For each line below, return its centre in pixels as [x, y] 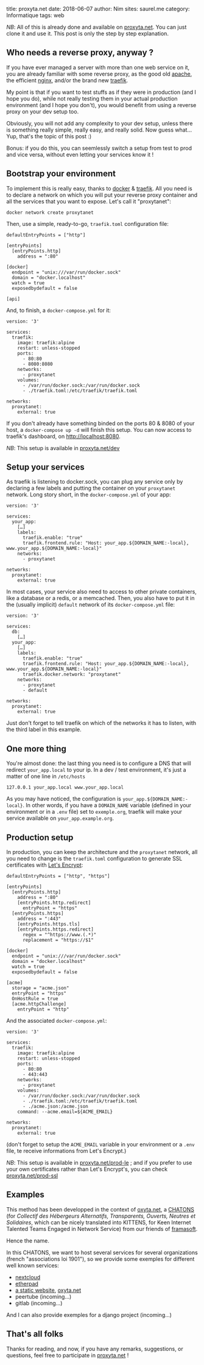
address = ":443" [39, 919]
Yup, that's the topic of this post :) [49, 136]
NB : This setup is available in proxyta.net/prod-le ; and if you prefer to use [99, 1163]
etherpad [26, 1283]
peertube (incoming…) [43, 1296]
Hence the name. [28, 1240]
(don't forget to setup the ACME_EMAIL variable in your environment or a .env [100, 1145]
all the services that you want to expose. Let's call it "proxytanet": [89, 201]
